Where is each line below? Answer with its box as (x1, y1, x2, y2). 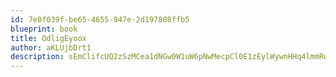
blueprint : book (10, 24, 78, 34)
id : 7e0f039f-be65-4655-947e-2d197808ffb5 (10, 14, 190, 25)
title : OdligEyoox (10, 33, 87, 43)
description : (10, 52, 65, 62)
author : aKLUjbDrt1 (10, 42, 92, 53)
